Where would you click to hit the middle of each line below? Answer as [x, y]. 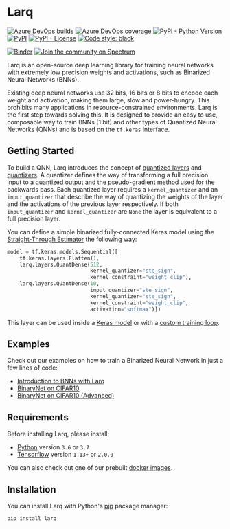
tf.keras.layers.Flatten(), [59, 258]
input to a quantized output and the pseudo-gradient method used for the [111, 182]
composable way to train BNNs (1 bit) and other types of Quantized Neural [112, 122]
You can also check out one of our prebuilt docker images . [90, 468]
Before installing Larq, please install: [58, 434]
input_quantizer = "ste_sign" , [132, 290]
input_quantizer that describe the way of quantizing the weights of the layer [115, 196]
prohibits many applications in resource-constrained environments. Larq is [112, 107]
